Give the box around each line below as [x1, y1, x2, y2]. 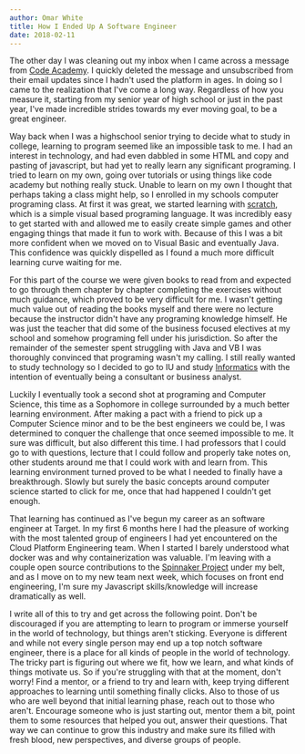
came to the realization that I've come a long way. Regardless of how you [9, 84, 284, 96]
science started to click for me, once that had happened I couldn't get [9, 486, 271, 497]
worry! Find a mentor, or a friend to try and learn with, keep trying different [9, 677, 290, 687]
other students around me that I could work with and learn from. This [9, 457, 269, 468]
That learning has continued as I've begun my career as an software [9, 513, 266, 524]
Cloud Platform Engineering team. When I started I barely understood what [9, 542, 290, 553]
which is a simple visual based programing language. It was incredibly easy [9, 209, 293, 220]
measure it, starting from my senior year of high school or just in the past [9, 94, 283, 105]
